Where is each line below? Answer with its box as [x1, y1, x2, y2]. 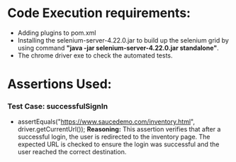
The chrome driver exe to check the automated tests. [17, 51, 173, 60]
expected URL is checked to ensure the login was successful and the [17, 140, 220, 148]
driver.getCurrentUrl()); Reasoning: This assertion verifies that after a [17, 125, 221, 134]
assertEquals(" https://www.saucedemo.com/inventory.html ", [17, 117, 195, 126]
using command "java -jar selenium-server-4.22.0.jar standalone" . [17, 43, 219, 52]
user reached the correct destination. [17, 148, 127, 156]
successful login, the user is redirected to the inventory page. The [17, 133, 210, 141]
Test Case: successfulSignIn [7, 102, 108, 112]
